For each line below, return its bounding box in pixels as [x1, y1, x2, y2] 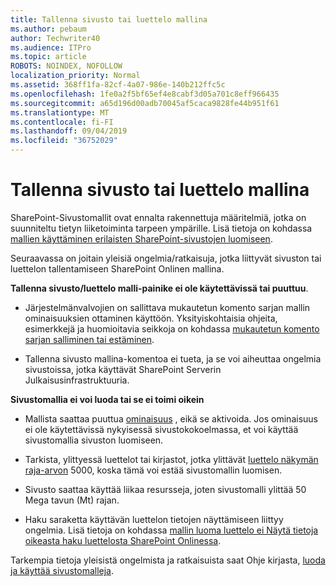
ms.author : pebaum [10, 24, 87, 34]
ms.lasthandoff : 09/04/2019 [10, 126, 128, 136]
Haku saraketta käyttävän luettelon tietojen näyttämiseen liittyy [24, 513, 284, 525]
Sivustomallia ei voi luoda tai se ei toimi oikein [10, 393, 205, 405]
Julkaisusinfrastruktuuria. [24, 374, 130, 386]
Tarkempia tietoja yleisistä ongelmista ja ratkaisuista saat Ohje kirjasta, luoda [10, 554, 326, 566]
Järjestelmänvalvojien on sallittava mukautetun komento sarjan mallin [24, 301, 311, 313]
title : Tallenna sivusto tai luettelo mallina [10, 14, 208, 25]
